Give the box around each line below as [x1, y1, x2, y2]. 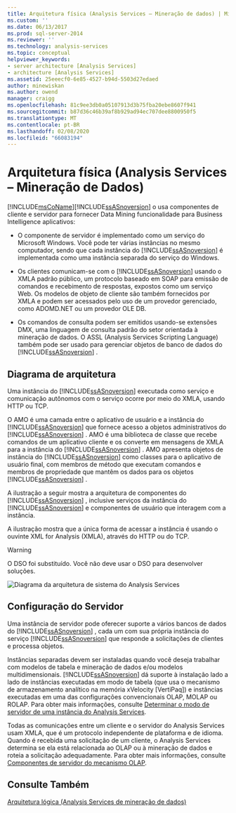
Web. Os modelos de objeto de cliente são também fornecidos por [17, 289, 210, 298]
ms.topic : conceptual [7, 50, 71, 57]
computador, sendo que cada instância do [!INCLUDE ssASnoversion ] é [17, 246, 223, 255]
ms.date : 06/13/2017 [7, 23, 68, 30]
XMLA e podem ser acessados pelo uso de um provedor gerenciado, [17, 297, 217, 305]
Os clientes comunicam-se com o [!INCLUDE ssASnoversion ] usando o [17, 267, 222, 276]
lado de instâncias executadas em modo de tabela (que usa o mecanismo [7, 677, 220, 686]
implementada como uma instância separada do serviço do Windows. [17, 253, 220, 262]
